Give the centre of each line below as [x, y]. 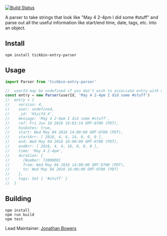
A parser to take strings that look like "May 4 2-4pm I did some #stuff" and [82, 17]
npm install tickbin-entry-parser [41, 55]
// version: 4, [24, 105]
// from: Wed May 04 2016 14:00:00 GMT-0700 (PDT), [65, 165]
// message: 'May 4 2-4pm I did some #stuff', [58, 118]
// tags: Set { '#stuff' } [37, 179]
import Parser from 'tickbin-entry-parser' [51, 82]
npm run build [20, 215]
